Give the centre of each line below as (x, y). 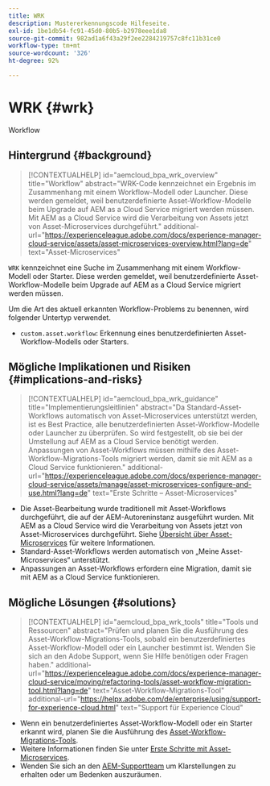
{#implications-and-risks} (76, 380)
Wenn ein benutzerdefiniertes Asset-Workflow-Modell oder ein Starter (136, 723)
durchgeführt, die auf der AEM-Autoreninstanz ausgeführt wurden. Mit (137, 518)
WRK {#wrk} (51, 108)
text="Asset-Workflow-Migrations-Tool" (159, 691)
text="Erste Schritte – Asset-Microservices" (165, 493)
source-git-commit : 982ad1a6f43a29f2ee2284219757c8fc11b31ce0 (115, 38)
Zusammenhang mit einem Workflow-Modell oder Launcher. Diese (138, 192)
